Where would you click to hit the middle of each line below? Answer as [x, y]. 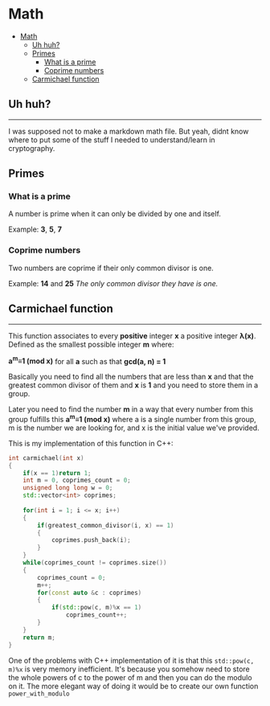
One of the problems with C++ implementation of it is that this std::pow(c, [131, 660]
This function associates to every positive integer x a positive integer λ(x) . [132, 335]
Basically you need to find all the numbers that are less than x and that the [131, 377]
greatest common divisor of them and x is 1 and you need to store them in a [133, 385]
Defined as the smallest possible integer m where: [91, 344]
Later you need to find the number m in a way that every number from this [131, 409]
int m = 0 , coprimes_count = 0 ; [77, 480]
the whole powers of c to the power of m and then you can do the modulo [130, 677]
